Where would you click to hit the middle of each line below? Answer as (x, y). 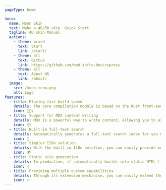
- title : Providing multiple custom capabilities (61, 171)
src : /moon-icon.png (35, 88)
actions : (18, 37)
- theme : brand (29, 42)
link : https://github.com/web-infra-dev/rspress (69, 65)
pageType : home (20, 10)
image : (16, 83)
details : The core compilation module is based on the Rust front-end (88, 106)
